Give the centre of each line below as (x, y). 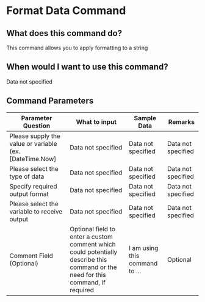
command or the (93, 267)
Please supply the (35, 136)
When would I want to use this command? (88, 67)
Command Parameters (50, 101)
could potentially (94, 252)
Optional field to (93, 229)
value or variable (33, 143)
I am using (144, 248)
